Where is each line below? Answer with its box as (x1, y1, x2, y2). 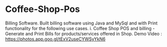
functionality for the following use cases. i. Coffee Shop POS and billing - (5, 25, 155, 31)
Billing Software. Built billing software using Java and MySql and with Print (5, 20, 158, 26)
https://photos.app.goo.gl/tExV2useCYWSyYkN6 (5, 36, 106, 42)
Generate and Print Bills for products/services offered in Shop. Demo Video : (5, 30, 162, 36)
